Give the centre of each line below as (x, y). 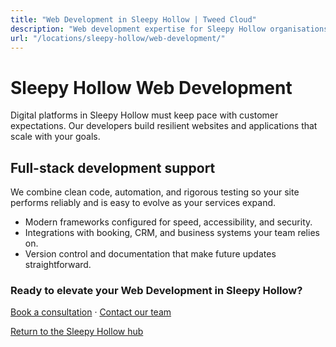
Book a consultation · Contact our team (91, 312)
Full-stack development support (113, 167)
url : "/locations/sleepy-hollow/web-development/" (118, 38)
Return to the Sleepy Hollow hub (77, 332)
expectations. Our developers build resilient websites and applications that (164, 126)
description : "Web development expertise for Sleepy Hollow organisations (169, 29)
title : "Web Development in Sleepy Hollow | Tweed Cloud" (133, 19)
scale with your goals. (55, 137)
